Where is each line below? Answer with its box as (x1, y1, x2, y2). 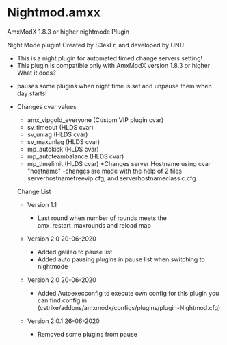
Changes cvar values (16, 102, 77, 110)
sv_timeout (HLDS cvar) (27, 123, 94, 131)
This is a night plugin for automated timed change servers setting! (16, 53, 203, 62)
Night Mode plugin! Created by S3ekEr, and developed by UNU (7, 40, 185, 49)
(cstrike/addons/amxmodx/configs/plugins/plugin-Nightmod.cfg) (37, 303, 221, 311)
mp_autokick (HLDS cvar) (27, 145, 99, 153)
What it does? (16, 69, 56, 77)
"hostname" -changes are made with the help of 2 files (27, 167, 183, 175)
